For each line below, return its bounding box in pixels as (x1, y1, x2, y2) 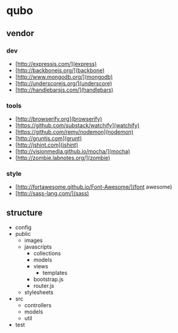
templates (42, 269, 68, 277)
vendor (6, 28, 35, 38)
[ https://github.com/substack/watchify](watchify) (15, 122, 140, 129)
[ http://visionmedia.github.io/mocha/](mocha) (15, 148, 130, 155)
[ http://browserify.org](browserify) (15, 115, 102, 123)
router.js (33, 282, 54, 290)
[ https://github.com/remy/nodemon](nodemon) (15, 128, 134, 136)
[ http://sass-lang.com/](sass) (15, 190, 90, 197)
